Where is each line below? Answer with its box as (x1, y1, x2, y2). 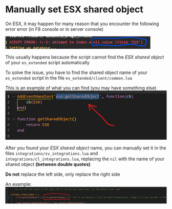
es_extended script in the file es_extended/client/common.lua (5, 74, 133, 81)
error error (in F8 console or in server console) (5, 26, 104, 32)
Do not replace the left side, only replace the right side (5, 171, 120, 177)
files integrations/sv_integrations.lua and (5, 150, 98, 156)
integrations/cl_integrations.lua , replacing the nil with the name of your (5, 156, 165, 162)
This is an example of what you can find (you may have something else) (5, 85, 157, 91)
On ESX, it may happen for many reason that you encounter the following (5, 21, 159, 27)
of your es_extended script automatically (5, 59, 90, 65)
